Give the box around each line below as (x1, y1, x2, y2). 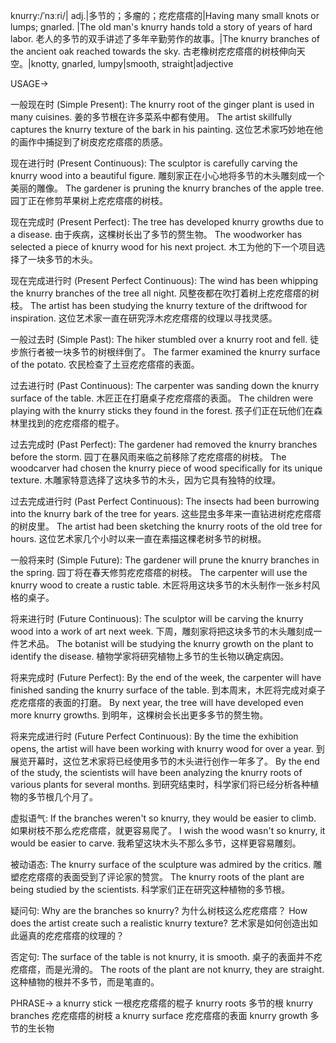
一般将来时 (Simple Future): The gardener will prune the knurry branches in (10, 554, 320, 566)
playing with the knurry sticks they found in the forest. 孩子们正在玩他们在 (10, 405, 315, 416)
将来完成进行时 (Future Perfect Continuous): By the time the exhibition (10, 730, 299, 742)
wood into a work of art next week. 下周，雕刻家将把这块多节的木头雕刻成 (10, 625, 314, 637)
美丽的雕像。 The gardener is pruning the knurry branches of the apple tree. (10, 182, 325, 194)
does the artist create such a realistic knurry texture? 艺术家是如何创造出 (10, 917, 310, 929)
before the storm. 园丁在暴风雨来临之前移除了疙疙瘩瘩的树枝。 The (10, 451, 287, 463)
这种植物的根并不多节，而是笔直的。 (10, 976, 160, 988)
